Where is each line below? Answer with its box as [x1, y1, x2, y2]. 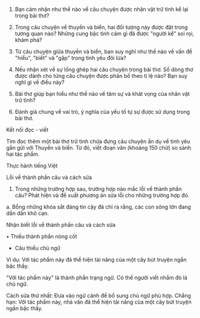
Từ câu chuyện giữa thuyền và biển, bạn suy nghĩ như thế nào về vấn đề [14, 48, 193, 55]
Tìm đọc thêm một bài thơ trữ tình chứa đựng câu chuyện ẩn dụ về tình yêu [6, 138, 190, 145]
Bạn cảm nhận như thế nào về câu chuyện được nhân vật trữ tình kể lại [14, 6, 189, 13]
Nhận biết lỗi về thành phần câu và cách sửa [6, 222, 116, 228]
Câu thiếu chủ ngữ [14, 244, 61, 252]
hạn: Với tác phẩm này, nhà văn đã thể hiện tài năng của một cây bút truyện [6, 298, 192, 305]
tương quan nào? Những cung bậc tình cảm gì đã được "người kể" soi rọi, [14, 30, 195, 37]
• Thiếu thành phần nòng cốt [6, 233, 78, 240]
